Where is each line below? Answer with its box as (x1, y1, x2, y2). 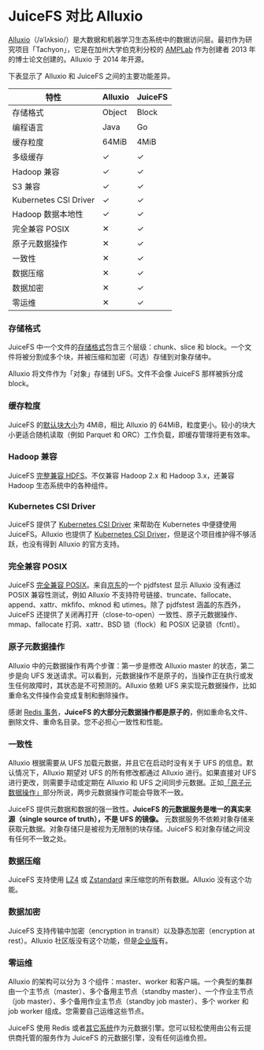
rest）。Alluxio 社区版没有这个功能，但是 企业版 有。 (8, 936, 173, 945)
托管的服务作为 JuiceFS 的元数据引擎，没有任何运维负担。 (21, 1033, 211, 1042)
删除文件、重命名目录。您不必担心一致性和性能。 (8, 717, 167, 726)
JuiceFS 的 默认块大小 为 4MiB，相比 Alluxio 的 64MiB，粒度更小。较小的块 (8, 419, 250, 430)
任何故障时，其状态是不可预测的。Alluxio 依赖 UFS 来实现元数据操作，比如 (14, 680, 257, 690)
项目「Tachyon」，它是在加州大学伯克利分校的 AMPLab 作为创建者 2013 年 (14, 44, 256, 54)
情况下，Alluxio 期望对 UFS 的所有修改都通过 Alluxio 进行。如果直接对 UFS (14, 768, 257, 777)
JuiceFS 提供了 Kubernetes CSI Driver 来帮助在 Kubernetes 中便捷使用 (8, 519, 237, 529)
